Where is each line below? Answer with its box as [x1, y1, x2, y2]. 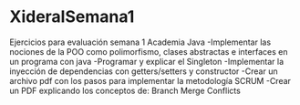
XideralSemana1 [9, 6, 135, 27]
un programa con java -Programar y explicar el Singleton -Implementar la [9, 56, 284, 67]
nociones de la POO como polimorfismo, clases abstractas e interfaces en [9, 46, 288, 57]
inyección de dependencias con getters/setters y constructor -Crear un [9, 66, 278, 77]
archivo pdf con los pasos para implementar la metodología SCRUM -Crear [9, 75, 292, 86]
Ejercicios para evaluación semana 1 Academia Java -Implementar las [9, 37, 272, 47]
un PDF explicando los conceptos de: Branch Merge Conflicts [9, 85, 242, 96]
